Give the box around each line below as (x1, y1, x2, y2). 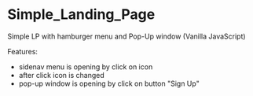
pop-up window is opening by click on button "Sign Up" (18, 79, 200, 88)
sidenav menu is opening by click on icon (18, 61, 153, 72)
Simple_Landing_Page (7, 6, 156, 24)
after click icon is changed (18, 70, 105, 79)
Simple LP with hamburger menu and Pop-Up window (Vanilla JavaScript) (7, 31, 246, 41)
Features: (7, 46, 38, 56)
